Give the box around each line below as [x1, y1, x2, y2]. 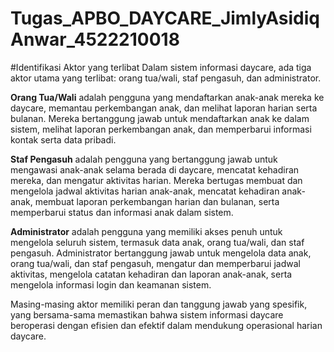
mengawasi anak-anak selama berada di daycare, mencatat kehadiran [10, 163, 300, 176]
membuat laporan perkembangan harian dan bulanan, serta [34, 195, 280, 207]
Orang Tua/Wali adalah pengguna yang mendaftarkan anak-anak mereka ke [10, 91, 325, 103]
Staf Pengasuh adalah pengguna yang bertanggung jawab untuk [10, 153, 278, 165]
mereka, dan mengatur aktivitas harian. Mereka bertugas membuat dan [10, 174, 303, 186]
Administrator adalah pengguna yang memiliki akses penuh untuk [10, 225, 283, 237]
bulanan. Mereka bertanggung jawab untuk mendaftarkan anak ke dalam [10, 112, 310, 124]
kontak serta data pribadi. [10, 133, 117, 146]
